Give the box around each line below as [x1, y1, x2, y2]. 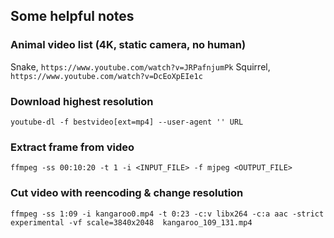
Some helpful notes [10, 8, 135, 25]
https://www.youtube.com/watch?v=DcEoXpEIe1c [10, 71, 203, 81]
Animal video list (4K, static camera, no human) [10, 38, 247, 52]
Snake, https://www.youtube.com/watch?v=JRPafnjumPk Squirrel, [10, 60, 271, 73]
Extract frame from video [10, 140, 135, 154]
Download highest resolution [10, 94, 154, 108]
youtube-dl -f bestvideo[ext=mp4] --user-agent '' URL [10, 117, 244, 127]
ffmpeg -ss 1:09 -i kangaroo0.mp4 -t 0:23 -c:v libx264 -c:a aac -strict [10, 209, 325, 219]
